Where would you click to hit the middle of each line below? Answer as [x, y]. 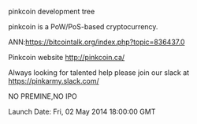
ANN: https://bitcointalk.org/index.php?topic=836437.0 [97, 42]
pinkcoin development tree [52, 11]
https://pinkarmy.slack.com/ [54, 81]
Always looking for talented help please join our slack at [99, 73]
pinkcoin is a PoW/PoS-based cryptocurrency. [83, 26]
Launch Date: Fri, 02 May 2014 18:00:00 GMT [82, 111]
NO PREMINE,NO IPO [43, 96]
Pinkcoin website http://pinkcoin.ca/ [67, 57]
